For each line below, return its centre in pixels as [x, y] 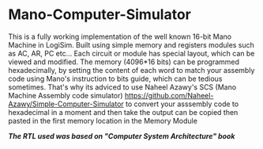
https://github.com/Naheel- [169, 95]
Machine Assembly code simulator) [66, 95]
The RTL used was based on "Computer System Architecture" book [122, 136]
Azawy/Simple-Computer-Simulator [66, 104]
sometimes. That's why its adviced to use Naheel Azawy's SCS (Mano [122, 87]
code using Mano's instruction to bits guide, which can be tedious [115, 78]
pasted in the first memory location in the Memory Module [103, 120]
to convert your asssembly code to [182, 104]
